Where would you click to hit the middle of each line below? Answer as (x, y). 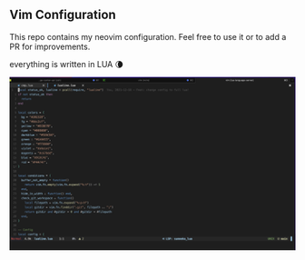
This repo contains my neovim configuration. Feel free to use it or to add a (148, 36)
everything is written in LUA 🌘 (67, 64)
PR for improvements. (50, 46)
